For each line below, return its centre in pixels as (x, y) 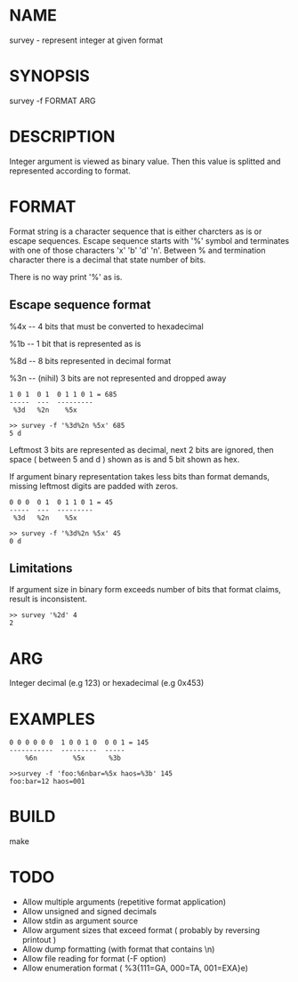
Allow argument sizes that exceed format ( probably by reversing (141, 930)
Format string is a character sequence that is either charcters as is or (136, 231)
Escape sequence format (80, 305)
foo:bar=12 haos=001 (48, 782)
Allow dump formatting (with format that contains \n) (118, 949)
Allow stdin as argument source (80, 921)
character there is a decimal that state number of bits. (108, 260)
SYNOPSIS (50, 76)
